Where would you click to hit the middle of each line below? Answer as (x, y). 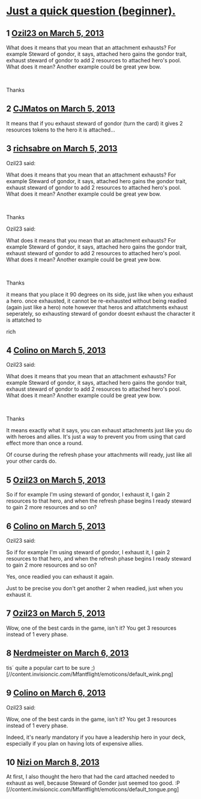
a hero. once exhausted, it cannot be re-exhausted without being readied (97, 301)
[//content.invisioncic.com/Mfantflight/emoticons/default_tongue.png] (93, 789)
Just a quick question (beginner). (91, 11)
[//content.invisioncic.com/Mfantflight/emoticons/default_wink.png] (90, 674)
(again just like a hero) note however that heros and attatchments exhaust (97, 307)
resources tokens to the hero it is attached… (61, 130)
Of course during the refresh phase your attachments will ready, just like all (99, 455)
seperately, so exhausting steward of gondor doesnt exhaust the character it (101, 313)
